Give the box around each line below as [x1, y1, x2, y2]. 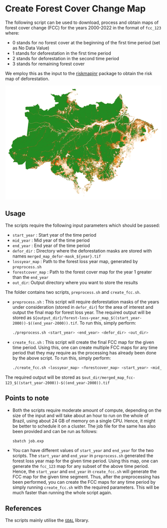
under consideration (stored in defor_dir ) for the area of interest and [12, 304, 154, 310]
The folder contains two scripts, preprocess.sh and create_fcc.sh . [5, 289, 141, 295]
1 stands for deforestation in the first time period [12, 50, 111, 56]
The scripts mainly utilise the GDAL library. [5, 518, 89, 524]
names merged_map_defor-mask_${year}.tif [12, 253, 101, 259]
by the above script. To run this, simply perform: [12, 355, 111, 361]
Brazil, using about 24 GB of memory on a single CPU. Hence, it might [12, 418, 156, 424]
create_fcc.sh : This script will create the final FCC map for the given [12, 339, 155, 345]
